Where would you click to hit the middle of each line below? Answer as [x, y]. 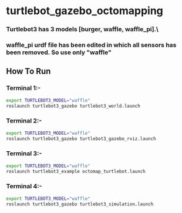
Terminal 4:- [24, 187]
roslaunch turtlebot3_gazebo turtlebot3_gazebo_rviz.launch [81, 139]
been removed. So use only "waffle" [59, 52]
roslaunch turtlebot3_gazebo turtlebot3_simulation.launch [80, 204]
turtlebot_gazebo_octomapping [85, 11]
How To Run [28, 71]
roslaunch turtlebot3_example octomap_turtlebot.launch [76, 171]
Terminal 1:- [23, 88]
